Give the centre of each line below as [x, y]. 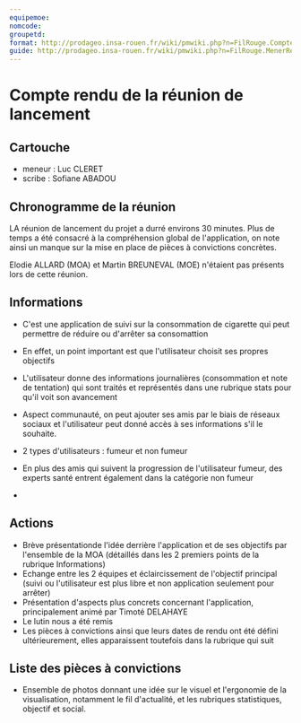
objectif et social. [54, 709]
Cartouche [40, 148]
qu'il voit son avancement [70, 396]
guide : [21, 51]
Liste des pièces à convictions [95, 668]
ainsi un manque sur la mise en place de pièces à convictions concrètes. [143, 247]
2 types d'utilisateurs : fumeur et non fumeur [105, 450]
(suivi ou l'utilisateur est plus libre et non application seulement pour [148, 583]
